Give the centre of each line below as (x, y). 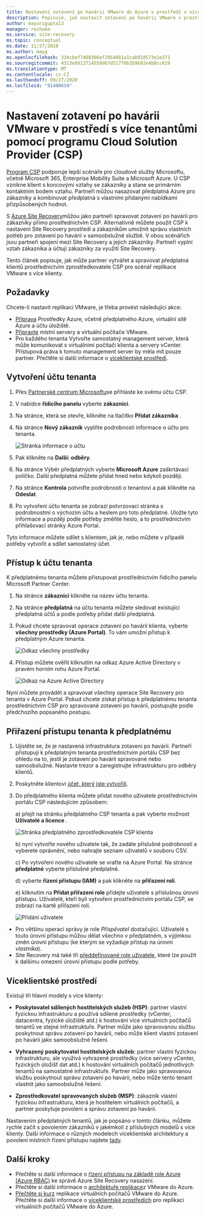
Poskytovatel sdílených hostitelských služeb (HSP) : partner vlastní (101, 1007)
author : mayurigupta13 (35, 23)
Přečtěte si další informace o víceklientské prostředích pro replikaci (99, 1200)
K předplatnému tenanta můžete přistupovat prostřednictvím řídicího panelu (102, 577)
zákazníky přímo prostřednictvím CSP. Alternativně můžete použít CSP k (97, 222)
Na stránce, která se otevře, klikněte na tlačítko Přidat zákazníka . (98, 415)
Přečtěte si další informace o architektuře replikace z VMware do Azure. (105, 1187)
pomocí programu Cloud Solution (92, 142)
